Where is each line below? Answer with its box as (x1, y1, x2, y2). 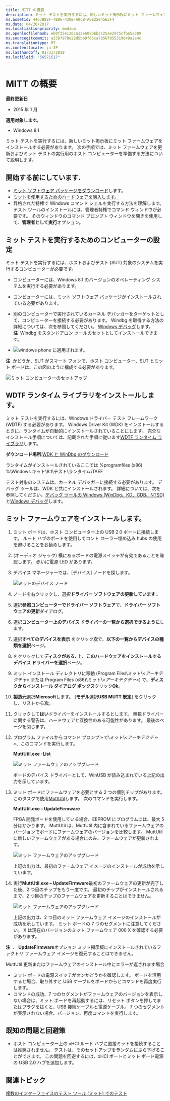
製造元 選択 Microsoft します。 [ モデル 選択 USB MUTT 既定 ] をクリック (13, 693, 157, 700)
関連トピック (6, 1076, 46, 1084)
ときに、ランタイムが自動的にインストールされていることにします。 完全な (6, 428, 161, 434)
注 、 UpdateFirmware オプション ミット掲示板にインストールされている (6, 944, 157, 950)
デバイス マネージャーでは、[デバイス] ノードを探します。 (13, 569, 133, 576)
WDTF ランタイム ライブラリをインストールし (6, 391, 148, 400)
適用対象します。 (6, 117, 41, 123)
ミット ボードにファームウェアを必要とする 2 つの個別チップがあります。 (13, 789, 165, 795)
